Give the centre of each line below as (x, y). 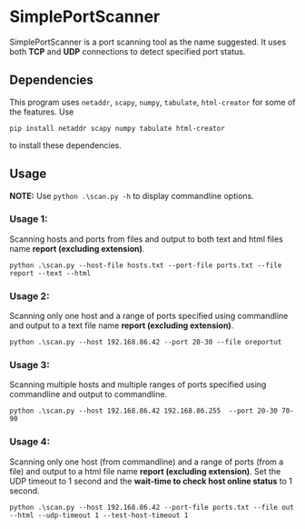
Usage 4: (30, 442)
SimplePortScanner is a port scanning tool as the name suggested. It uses (148, 42)
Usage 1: (29, 219)
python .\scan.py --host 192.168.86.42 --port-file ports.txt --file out (152, 507)
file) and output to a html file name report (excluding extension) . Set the (145, 471)
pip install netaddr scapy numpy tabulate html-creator (117, 128)
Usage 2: (30, 295)
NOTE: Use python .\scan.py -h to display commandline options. (132, 195)
